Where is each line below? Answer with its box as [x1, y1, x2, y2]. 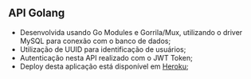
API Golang [8, 6, 65, 20]
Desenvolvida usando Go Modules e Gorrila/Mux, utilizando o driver [19, 27, 243, 37]
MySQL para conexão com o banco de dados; [19, 36, 171, 45]
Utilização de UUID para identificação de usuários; [19, 44, 186, 54]
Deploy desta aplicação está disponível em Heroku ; [19, 61, 189, 71]
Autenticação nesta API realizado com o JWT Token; [19, 53, 194, 62]
